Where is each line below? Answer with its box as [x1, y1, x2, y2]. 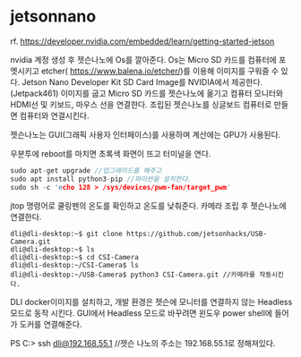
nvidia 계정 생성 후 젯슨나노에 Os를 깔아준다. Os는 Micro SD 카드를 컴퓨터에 [10, 54, 277, 64]
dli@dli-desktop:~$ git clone [10, 229, 124, 238]
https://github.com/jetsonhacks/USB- [125, 229, 268, 238]
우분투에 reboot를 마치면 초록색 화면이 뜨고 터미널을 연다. [10, 148, 211, 158]
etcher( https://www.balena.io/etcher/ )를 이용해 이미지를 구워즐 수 [40, 65, 279, 76]
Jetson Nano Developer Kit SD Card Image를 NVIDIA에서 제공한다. [21, 76, 263, 87]
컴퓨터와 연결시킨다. [19, 110, 90, 121]
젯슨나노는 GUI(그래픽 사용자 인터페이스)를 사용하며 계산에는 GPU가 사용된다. [10, 129, 281, 140]
